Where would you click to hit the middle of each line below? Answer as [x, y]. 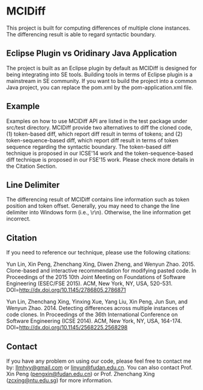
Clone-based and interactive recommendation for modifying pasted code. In [101, 271]
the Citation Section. [32, 166]
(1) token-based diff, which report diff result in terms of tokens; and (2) [95, 134]
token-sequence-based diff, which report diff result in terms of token [92, 140]
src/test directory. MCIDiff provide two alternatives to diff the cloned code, [99, 127]
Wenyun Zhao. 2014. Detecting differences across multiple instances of [95, 308]
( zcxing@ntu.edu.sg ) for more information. [60, 380]
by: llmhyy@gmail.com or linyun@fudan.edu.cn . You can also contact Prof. [99, 367]
